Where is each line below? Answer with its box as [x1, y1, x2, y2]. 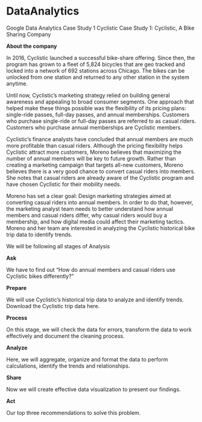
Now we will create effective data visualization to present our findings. [6, 386, 181, 393]
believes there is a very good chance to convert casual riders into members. [6, 168, 196, 175]
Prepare [6, 284, 27, 291]
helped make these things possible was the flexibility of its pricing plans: [6, 104, 187, 111]
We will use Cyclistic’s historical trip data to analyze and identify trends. [6, 295, 184, 303]
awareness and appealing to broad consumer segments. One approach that [6, 98, 194, 105]
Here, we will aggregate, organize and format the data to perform [6, 355, 168, 363]
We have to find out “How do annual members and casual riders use [6, 266, 176, 273]
